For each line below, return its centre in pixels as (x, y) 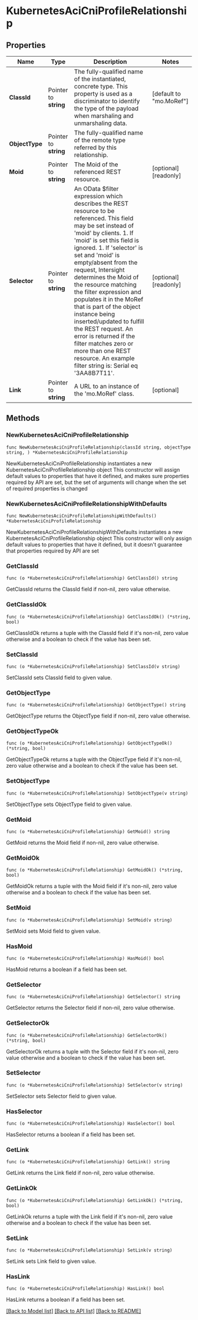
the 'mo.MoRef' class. (104, 394)
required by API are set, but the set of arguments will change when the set (96, 482)
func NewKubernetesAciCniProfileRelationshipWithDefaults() (82, 516)
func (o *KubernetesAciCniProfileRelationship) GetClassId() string (92, 578)
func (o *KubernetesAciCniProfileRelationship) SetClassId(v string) (93, 666)
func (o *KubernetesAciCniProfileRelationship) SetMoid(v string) (89, 920)
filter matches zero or (104, 343)
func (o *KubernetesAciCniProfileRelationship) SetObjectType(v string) (97, 793)
